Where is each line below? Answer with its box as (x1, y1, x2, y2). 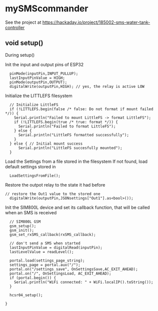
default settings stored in (5, 163, 56, 169)
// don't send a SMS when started (9, 240, 80, 246)
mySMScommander (5, 3, 88, 14)
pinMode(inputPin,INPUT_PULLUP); (9, 71, 79, 76)
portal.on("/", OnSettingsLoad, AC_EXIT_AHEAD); (9, 271, 112, 276)
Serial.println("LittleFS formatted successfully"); (18, 132, 129, 137)
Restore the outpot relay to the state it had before (5, 182, 105, 188)
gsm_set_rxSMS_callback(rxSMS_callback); (9, 232, 96, 237)
